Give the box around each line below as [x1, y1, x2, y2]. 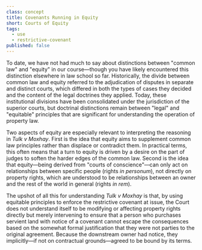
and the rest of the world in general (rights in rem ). [6, 180, 132, 188]
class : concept [6, 8, 45, 15]
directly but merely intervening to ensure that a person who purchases [6, 211, 181, 219]
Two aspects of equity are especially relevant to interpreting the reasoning [6, 128, 191, 136]
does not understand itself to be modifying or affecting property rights [6, 205, 181, 212]
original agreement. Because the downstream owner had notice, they [6, 231, 178, 238]
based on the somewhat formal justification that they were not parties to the [6, 224, 195, 231]
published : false [6, 43, 50, 49]
